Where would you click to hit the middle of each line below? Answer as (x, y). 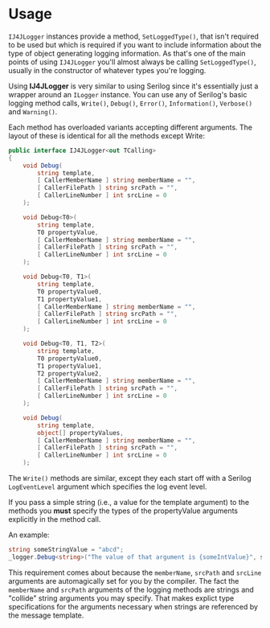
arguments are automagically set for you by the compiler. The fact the (124, 581)
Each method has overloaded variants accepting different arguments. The (131, 127)
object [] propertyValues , (81, 433)
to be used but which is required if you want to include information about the (135, 44)
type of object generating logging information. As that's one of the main (127, 53)
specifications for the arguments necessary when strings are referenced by (133, 606)
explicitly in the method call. (55, 519)
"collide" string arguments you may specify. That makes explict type (121, 598)
